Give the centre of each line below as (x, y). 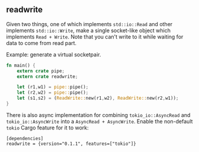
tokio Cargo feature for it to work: (47, 128)
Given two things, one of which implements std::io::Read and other (89, 24)
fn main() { (21, 65)
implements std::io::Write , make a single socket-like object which (88, 30)
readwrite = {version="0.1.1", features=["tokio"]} (71, 144)
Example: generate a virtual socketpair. (54, 54)
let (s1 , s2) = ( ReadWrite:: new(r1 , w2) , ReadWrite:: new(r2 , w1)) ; (98, 98)
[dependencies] (25, 138)
